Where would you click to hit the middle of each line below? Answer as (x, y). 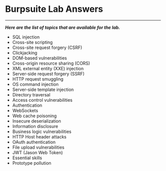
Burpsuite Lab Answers (54, 9)
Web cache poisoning (34, 116)
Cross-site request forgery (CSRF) (47, 47)
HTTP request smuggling (38, 79)
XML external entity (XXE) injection (48, 68)
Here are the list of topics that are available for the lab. (62, 27)
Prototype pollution (32, 163)
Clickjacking (25, 52)
